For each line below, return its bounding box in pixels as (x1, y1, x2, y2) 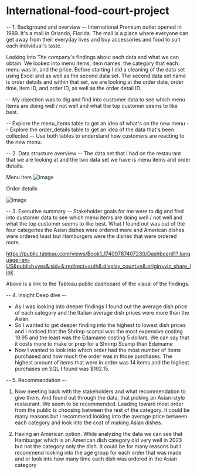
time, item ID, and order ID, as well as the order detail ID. (6, 84, 142, 91)
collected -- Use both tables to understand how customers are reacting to (6, 132, 185, 139)
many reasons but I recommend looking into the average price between (14, 412, 188, 420)
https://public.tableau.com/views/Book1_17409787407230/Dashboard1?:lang (6, 250, 191, 257)
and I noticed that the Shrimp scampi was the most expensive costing (14, 328, 183, 335)
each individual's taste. (6, 42, 62, 49)
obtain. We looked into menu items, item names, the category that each (6, 60, 179, 67)
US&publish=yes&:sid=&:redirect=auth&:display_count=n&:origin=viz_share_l (6, 262, 191, 270)
